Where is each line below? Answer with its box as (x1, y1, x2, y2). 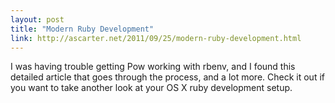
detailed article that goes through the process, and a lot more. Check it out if (10, 71, 325, 83)
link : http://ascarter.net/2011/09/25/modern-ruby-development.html (10, 33, 302, 43)
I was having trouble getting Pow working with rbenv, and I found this (10, 61, 296, 73)
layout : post (10, 14, 65, 25)
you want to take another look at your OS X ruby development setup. (10, 82, 293, 94)
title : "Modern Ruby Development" (10, 24, 155, 34)
